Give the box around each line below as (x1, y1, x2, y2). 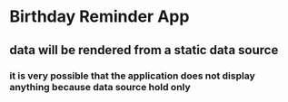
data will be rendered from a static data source (9, 42, 279, 58)
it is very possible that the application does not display (9, 70, 256, 82)
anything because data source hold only (9, 80, 191, 93)
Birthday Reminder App (9, 6, 190, 27)
